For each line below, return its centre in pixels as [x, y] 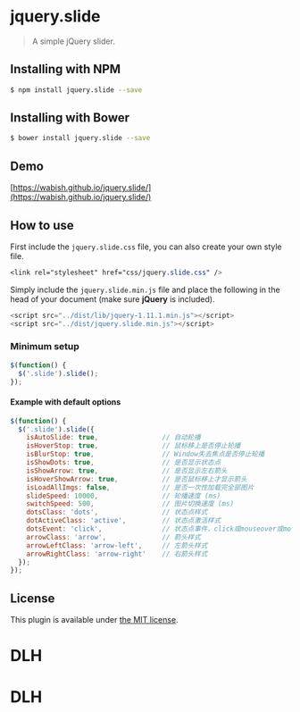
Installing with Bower [70, 118]
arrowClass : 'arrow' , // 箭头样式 [114, 537]
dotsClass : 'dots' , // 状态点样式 [117, 512]
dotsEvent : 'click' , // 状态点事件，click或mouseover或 [155, 529]
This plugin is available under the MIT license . [94, 620]
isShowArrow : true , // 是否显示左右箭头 [127, 471]
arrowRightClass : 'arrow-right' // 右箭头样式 [117, 554]
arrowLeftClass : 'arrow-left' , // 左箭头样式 [117, 545]
